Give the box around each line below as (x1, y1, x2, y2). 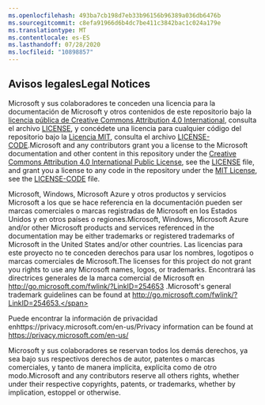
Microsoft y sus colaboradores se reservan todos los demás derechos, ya (8, 345, 248, 355)
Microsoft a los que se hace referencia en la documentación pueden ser (8, 197, 243, 207)
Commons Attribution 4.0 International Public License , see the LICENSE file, (8, 157, 255, 167)
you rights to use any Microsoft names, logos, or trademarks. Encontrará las (8, 264, 256, 274)
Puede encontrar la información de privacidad (8, 313, 158, 323)
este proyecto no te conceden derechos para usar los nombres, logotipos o (8, 248, 255, 257)
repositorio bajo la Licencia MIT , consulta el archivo (8, 132, 176, 141)
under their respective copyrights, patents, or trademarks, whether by (8, 379, 236, 388)
